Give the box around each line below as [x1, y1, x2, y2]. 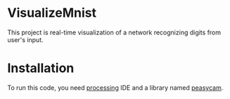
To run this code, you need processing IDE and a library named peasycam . [7, 83, 224, 92]
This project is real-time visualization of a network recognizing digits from [7, 28, 222, 37]
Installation [7, 60, 75, 77]
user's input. [7, 35, 44, 44]
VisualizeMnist [7, 5, 97, 21]
